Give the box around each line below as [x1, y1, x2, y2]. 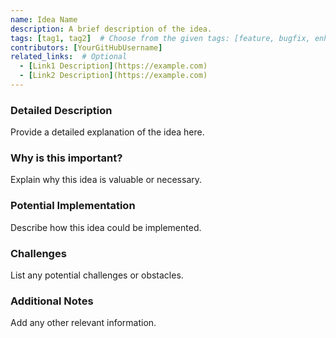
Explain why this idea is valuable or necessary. [10, 174, 203, 186]
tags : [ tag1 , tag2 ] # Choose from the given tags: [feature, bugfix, [10, 33, 311, 43]
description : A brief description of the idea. [10, 24, 213, 34]
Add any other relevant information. [10, 317, 157, 329]
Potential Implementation [10, 199, 136, 213]
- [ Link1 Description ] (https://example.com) [19, 61, 208, 71]
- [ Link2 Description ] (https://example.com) [19, 71, 208, 81]
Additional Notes [10, 294, 94, 308]
